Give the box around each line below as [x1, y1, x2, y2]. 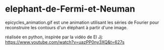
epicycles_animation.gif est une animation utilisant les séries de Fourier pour [5, 19, 159, 25]
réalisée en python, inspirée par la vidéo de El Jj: [5, 34, 103, 40]
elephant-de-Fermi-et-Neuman [5, 3, 136, 15]
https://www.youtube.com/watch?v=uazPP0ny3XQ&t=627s [5, 39, 125, 45]
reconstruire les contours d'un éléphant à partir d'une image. [5, 24, 128, 30]
